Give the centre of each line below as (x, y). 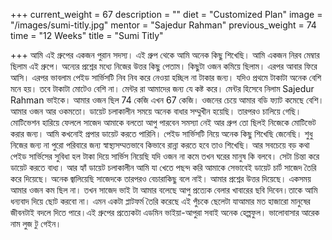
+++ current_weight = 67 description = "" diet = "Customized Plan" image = (166, 14)
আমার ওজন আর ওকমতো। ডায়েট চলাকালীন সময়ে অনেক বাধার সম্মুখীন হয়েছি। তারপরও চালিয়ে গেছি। (156, 111)
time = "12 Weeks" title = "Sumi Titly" (87, 35)
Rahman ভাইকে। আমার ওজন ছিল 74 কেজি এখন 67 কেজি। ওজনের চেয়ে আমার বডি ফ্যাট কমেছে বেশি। (167, 100)
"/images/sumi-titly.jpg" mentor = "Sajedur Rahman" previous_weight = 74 (163, 25)
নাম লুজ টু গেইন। (36, 223)
